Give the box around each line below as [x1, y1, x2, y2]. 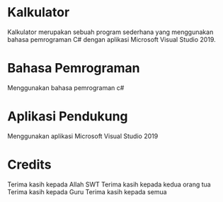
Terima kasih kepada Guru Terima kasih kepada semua [7, 187, 168, 196]
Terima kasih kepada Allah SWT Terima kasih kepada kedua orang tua [7, 180, 211, 189]
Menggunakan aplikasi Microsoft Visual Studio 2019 [7, 132, 159, 140]
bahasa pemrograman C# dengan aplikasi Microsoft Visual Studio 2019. [7, 35, 216, 43]
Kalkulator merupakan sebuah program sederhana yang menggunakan [7, 28, 214, 36]
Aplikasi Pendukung [7, 108, 129, 125]
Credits [7, 157, 52, 172]
